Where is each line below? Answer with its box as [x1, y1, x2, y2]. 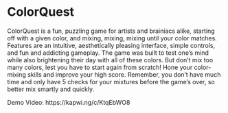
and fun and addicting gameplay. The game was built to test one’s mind [7, 49, 209, 57]
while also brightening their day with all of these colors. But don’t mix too [7, 55, 214, 64]
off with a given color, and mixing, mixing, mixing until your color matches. [7, 34, 218, 42]
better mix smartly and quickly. [7, 85, 95, 93]
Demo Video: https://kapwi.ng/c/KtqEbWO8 [7, 98, 130, 106]
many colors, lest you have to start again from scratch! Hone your [7, 63, 193, 71]
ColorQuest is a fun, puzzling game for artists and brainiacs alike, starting [7, 27, 215, 35]
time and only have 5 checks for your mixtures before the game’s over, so [7, 77, 215, 86]
